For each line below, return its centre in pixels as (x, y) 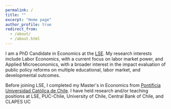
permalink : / (19, 10)
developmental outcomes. (33, 75)
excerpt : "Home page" (28, 20)
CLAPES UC (18, 101)
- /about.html (25, 39)
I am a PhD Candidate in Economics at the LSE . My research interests (79, 53)
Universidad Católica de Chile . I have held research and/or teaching (77, 90)
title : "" (16, 15)
